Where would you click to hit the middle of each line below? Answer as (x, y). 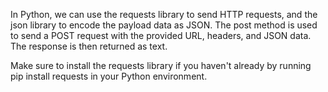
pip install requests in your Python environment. (109, 76)
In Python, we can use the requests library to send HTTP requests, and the (164, 14)
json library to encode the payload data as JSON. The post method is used (164, 25)
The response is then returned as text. (89, 46)
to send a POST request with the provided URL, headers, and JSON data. (161, 35)
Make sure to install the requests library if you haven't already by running (161, 65)
